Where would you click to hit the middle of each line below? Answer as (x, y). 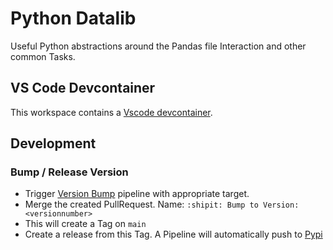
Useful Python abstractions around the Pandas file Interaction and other (158, 46)
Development (53, 143)
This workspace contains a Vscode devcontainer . (111, 112)
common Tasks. (43, 56)
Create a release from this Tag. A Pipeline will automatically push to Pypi (173, 234)
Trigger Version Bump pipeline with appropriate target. (137, 194)
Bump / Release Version (69, 172)
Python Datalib (73, 18)
